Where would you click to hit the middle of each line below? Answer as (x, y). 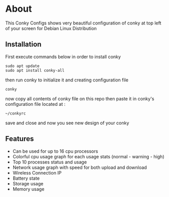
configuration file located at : (36, 104)
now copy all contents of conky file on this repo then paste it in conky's (80, 99)
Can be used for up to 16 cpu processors (55, 151)
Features (20, 139)
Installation (23, 45)
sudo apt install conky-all (35, 70)
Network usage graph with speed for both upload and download (80, 167)
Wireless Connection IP (37, 173)
